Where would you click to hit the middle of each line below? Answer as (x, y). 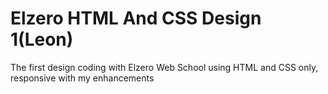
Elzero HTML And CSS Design (136, 18)
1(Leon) (42, 39)
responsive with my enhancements (82, 78)
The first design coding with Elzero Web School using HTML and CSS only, (164, 67)
